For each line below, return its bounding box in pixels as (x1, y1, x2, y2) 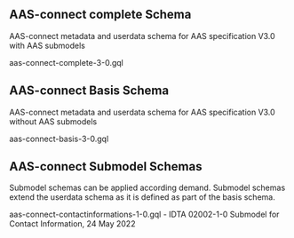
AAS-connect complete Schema (9, 7, 192, 22)
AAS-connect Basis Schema (9, 83, 170, 99)
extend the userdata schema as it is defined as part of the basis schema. (9, 192, 275, 202)
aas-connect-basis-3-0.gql (9, 133, 109, 144)
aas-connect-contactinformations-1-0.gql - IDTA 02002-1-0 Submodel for (9, 209, 280, 220)
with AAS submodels (9, 40, 86, 51)
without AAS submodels (9, 115, 98, 127)
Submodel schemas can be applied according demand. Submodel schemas (9, 182, 286, 194)
